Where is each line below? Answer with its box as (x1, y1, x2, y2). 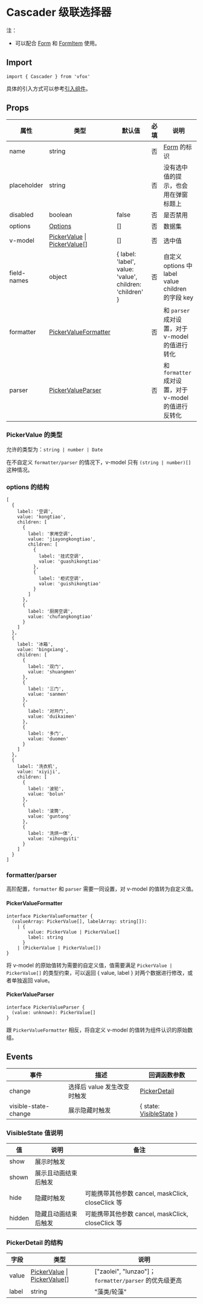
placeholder (9, 181, 43, 189)
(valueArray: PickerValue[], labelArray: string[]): (11, 918, 147, 925)
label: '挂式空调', (38, 553, 85, 560)
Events (6, 1052, 33, 1062)
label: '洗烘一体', (28, 830, 74, 837)
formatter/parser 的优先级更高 (94, 1276, 182, 1285)
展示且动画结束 (34, 1168, 77, 1177)
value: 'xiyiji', (17, 769, 61, 775)
